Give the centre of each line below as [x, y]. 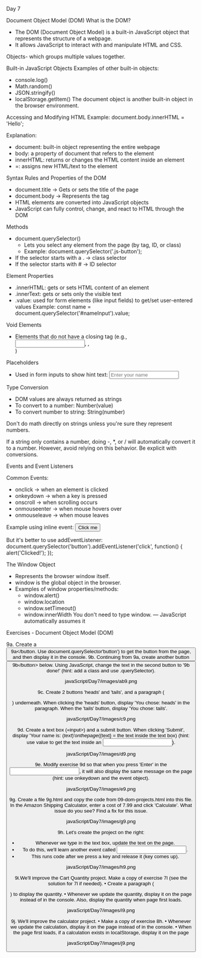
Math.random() [34, 86]
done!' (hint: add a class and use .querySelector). [101, 671]
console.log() [31, 80]
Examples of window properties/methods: [67, 589]
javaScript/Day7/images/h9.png [101, 867]
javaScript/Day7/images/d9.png [101, 754]
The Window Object [31, 564]
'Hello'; [15, 124]
